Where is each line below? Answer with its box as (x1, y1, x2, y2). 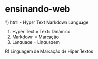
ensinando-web (5, 3, 70, 15)
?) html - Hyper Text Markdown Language (5, 19, 89, 25)
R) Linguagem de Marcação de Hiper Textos (5, 48, 94, 54)
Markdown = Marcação (12, 34, 59, 40)
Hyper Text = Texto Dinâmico (12, 29, 71, 34)
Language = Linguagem (12, 39, 60, 44)
